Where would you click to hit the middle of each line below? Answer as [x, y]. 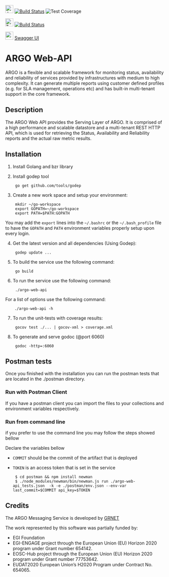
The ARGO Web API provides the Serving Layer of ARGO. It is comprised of [84, 122]
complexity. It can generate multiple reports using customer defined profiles [85, 83]
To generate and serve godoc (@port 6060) [58, 337]
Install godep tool [31, 176]
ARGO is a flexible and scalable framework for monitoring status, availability [84, 72]
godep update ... [33, 253]
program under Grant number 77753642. [55, 559]
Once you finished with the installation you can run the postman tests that [82, 374]
